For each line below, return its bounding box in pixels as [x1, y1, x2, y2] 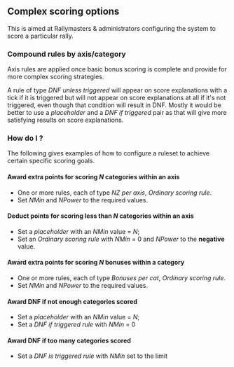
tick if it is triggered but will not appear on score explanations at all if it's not [7, 94, 226, 102]
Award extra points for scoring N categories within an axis [7, 173, 180, 181]
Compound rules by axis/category [7, 49, 126, 59]
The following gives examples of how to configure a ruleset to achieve [7, 149, 210, 158]
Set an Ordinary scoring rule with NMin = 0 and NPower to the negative [17, 235, 226, 243]
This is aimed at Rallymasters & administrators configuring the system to [7, 24, 216, 32]
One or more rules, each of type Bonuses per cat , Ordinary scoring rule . [17, 274, 226, 282]
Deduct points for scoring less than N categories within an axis [7, 212, 194, 220]
